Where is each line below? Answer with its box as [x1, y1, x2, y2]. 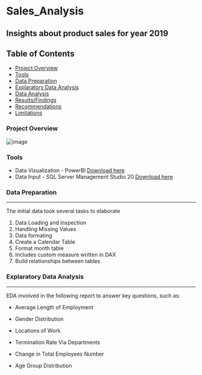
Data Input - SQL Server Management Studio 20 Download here [14, 173, 173, 180]
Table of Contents [6, 48, 75, 58]
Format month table [14, 245, 64, 252]
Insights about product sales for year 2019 [6, 28, 168, 39]
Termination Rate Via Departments [14, 338, 100, 346]
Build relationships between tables [14, 258, 100, 265]
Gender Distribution [14, 315, 64, 323]
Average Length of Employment [14, 303, 94, 311]
